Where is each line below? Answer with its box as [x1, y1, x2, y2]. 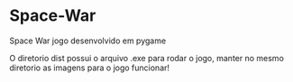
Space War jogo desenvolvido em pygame [9, 35, 167, 46]
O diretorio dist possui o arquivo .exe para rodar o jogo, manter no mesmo [9, 52, 284, 63]
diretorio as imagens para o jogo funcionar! [9, 62, 169, 73]
